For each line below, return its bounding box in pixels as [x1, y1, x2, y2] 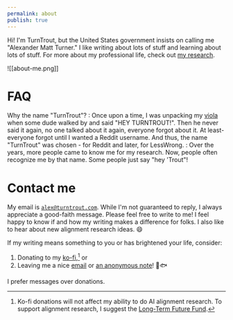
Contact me [7, 180, 76, 195]
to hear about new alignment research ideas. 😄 [7, 225, 144, 234]
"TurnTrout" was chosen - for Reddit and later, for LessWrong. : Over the [7, 141, 214, 150]
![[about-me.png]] [7, 64, 59, 72]
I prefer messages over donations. [7, 278, 105, 286]
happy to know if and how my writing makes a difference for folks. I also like [7, 218, 224, 226]
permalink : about [7, 10, 58, 17]
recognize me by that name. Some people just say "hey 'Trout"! [7, 156, 189, 164]
